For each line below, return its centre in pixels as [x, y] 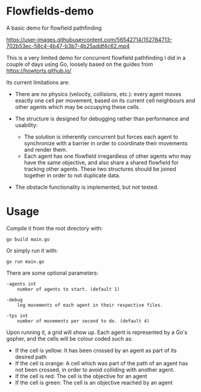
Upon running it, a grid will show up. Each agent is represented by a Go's [97, 332]
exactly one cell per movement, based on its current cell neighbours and [105, 100]
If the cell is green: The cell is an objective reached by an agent [94, 382]
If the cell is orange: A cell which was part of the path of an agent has [101, 363]
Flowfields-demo [50, 11]
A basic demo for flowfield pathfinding [54, 28]
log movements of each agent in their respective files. [90, 305]
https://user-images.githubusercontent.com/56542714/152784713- [89, 39]
